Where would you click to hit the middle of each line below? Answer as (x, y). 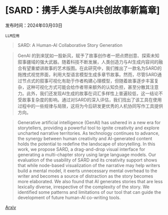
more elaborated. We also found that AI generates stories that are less (90, 181)
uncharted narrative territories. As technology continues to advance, (89, 133)
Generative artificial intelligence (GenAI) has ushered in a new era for (89, 122)
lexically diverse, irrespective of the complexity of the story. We (83, 187)
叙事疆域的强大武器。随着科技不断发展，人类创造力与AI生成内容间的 (88, 62)
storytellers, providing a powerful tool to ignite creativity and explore (88, 128)
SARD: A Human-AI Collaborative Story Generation (70, 45)
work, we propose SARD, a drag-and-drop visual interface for (81, 149)
